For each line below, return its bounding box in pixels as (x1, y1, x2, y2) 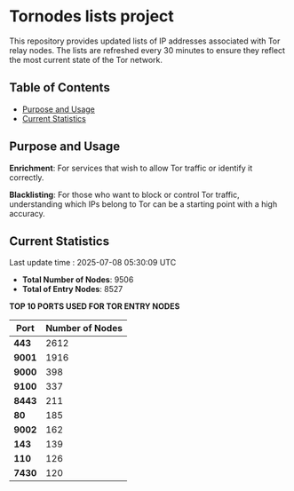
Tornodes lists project (9, 6, 175, 27)
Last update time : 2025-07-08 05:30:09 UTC (9, 257, 177, 268)
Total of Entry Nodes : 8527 (21, 284, 123, 295)
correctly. (9, 171, 44, 183)
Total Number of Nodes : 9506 (21, 274, 134, 285)
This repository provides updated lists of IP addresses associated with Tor (9, 36, 281, 46)
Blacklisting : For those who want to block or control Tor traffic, (9, 189, 240, 200)
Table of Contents (9, 80, 111, 95)
